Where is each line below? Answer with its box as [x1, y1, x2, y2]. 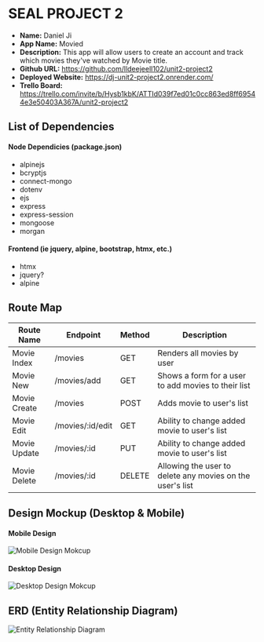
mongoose [19, 217, 55, 228]
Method [119, 329, 151, 340]
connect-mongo [19, 176, 72, 185]
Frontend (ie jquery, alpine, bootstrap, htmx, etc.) [8, 244, 173, 254]
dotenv [19, 184, 43, 194]
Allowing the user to [157, 460, 232, 471]
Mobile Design [8, 528, 57, 538]
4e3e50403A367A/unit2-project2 [19, 97, 129, 107]
